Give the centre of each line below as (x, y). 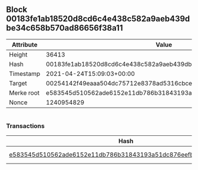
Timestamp (25, 74)
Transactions (26, 126)
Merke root (24, 92)
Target (18, 83)
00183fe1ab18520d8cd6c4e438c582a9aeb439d (98, 19)
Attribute (24, 45)
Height (18, 54)
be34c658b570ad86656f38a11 (65, 28)
